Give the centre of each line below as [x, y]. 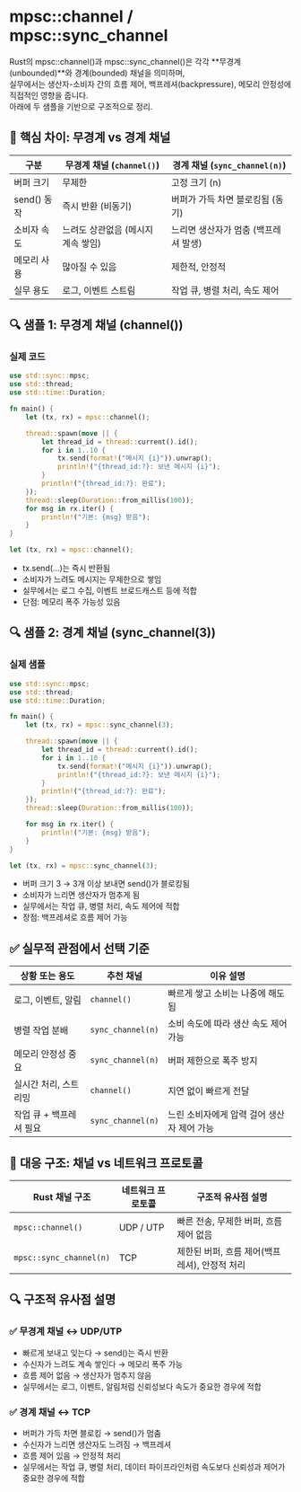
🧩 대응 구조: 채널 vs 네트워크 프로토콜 [106, 1163]
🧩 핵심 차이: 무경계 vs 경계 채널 [90, 138]
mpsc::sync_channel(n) [62, 1258]
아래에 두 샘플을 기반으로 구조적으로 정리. [81, 106]
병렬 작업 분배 [41, 1030]
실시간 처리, [37, 1084]
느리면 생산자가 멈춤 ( [214, 229]
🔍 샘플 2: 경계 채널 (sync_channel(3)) [113, 633]
